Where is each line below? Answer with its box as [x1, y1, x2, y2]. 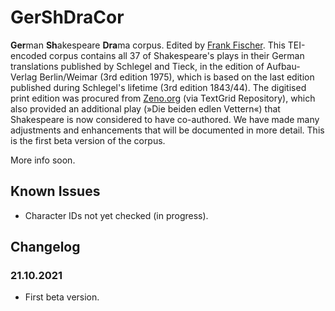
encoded [10, 49, 48, 61]
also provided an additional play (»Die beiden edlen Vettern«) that [10, 102, 281, 115]
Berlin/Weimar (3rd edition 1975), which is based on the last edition [39, 71, 315, 83]
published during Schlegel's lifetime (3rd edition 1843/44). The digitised [10, 81, 307, 93]
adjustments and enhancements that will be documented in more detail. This [10, 124, 325, 136]
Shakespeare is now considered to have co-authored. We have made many [10, 113, 320, 125]
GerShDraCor [10, 6, 125, 29]
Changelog [10, 239, 81, 256]
